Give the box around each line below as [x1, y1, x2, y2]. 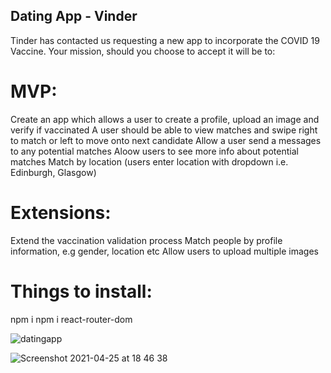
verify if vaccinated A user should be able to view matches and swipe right [10, 124, 318, 136]
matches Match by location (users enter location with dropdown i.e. [10, 155, 289, 168]
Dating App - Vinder [10, 8, 138, 25]
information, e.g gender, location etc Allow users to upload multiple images [10, 245, 319, 257]
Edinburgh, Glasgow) [10, 166, 97, 178]
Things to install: [10, 280, 153, 303]
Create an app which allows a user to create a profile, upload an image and [10, 113, 320, 125]
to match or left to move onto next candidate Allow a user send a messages [10, 134, 322, 146]
